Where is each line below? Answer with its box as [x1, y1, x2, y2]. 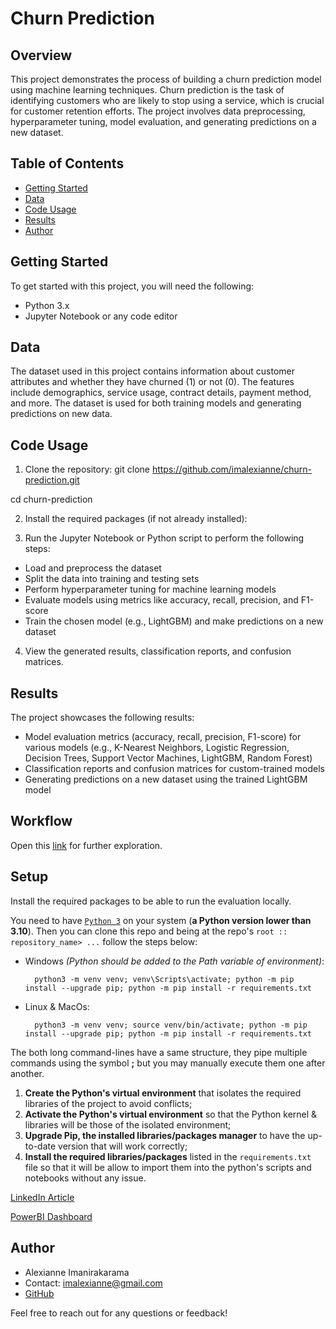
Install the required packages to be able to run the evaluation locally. [10, 895, 292, 907]
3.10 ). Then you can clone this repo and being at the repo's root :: [10, 925, 288, 937]
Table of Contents [10, 155, 125, 172]
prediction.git [24, 474, 80, 486]
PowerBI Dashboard [10, 1210, 93, 1222]
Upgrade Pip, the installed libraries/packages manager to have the [24, 1129, 306, 1141]
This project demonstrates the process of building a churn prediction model [10, 73, 322, 85]
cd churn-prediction [10, 493, 93, 506]
